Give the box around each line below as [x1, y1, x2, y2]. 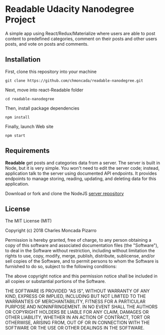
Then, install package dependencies [5, 105, 80, 111]
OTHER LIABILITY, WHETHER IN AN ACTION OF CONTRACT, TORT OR [5, 314, 150, 321]
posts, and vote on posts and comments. [5, 41, 88, 47]
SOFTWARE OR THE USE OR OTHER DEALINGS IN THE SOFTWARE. [5, 325, 145, 331]
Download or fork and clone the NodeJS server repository [5, 190, 124, 197]
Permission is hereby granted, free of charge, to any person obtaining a [5, 237, 152, 243]
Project [5, 14, 36, 25]
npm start [5, 133, 26, 138]
